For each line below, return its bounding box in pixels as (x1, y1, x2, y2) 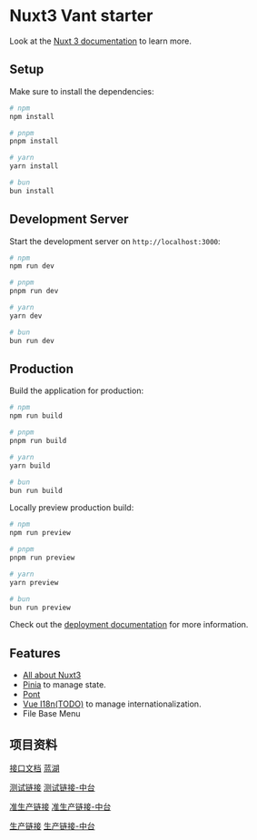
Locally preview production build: (9, 502, 134, 513)
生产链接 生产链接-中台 (9, 821, 95, 831)
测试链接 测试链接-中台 (9, 782, 95, 793)
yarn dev (9, 311, 43, 321)
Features (9, 646, 61, 661)
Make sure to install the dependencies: (9, 85, 154, 96)
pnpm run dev (9, 287, 59, 296)
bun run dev (9, 336, 54, 345)
